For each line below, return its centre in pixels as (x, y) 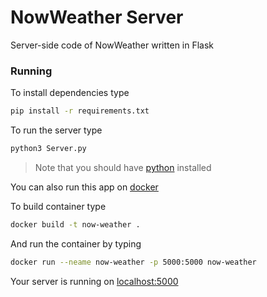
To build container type (58, 206)
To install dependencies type (70, 93)
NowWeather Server (97, 17)
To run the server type (56, 130)
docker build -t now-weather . (75, 224)
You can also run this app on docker (84, 187)
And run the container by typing (76, 243)
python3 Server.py (48, 149)
